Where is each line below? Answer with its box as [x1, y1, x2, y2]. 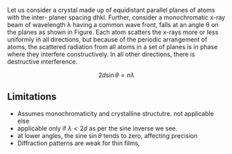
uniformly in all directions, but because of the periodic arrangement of [7, 35, 208, 44]
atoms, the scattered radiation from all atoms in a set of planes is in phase [7, 43, 218, 51]
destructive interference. [7, 58, 78, 65]
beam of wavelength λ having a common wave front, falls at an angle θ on [7, 21, 219, 28]
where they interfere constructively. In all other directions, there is [7, 50, 195, 58]
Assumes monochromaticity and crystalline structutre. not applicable [17, 109, 215, 117]
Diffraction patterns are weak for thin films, [17, 139, 141, 147]
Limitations [7, 91, 57, 103]
